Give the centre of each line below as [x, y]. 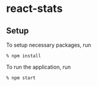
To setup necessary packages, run [48, 45]
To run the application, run [39, 67]
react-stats [35, 9]
